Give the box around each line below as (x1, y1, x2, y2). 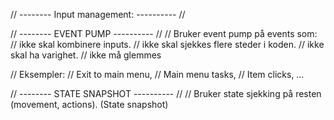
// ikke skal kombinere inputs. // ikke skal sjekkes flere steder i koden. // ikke (10, 39, 325, 50)
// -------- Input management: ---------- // (10, 9, 186, 20)
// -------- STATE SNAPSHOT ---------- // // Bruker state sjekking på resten (10, 88, 322, 99)
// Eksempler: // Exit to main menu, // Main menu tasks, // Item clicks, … (10, 69, 305, 80)
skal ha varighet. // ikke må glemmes (10, 49, 162, 61)
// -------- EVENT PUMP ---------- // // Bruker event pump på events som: (10, 28, 318, 39)
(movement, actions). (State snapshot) (10, 99, 169, 110)
